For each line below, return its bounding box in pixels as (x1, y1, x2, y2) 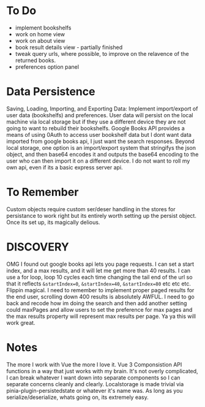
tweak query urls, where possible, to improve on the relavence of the (15, 50, 189, 57)
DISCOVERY (6, 240, 69, 254)
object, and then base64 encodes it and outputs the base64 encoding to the (6, 150, 199, 158)
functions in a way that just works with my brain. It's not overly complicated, (6, 367, 198, 374)
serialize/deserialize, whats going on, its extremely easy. (6, 393, 149, 401)
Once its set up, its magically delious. (6, 219, 100, 226)
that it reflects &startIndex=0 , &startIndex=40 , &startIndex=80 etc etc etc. (6, 280, 192, 287)
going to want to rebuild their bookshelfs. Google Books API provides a (6, 124, 185, 132)
